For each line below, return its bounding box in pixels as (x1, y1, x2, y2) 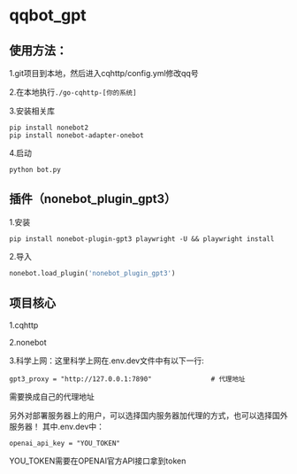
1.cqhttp (9, 320, 39, 330)
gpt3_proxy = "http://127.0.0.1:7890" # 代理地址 (9, 374, 246, 384)
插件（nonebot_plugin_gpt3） (9, 191, 177, 206)
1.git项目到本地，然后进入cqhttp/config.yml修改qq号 (9, 68, 199, 78)
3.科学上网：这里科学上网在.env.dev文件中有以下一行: (9, 355, 205, 366)
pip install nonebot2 (9, 123, 89, 132)
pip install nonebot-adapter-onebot (9, 131, 144, 140)
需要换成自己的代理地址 (9, 391, 95, 401)
